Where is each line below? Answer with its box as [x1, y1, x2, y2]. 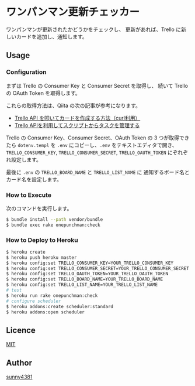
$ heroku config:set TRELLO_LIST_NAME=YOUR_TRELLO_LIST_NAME [6, 282, 158, 288]
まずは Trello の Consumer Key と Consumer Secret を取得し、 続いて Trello [6, 82, 189, 89]
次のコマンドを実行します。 [6, 204, 72, 211]
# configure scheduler [6, 298, 61, 304]
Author [6, 358, 32, 368]
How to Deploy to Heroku [6, 235, 78, 244]
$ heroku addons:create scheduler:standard [6, 303, 114, 309]
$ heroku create [6, 249, 46, 255]
